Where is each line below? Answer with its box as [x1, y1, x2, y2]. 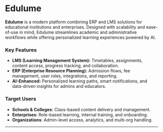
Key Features [5, 47, 37, 53]
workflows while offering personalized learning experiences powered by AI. [5, 34, 156, 40]
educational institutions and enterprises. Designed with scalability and [5, 24, 146, 30]
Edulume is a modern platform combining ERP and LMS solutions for [5, 19, 142, 25]
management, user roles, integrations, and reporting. [12, 73, 118, 79]
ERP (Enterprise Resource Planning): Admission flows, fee [12, 68, 130, 74]
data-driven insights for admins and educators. [12, 83, 106, 89]
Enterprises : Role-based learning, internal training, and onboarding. [12, 112, 148, 117]
